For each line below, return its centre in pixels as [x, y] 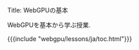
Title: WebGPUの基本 [38, 10]
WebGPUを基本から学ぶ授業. [49, 25]
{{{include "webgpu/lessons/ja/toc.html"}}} [69, 39]
